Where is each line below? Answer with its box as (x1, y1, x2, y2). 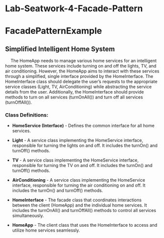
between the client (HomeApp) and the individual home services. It (12, 202, 147, 208)
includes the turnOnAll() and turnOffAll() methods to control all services (12, 208, 157, 214)
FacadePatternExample (5, 25, 102, 37)
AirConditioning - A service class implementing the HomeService (12, 177, 145, 183)
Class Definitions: (5, 112, 48, 119)
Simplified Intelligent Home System (5, 45, 115, 53)
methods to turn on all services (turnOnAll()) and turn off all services (5, 94, 143, 100)
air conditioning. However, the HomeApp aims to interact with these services (5, 68, 160, 74)
